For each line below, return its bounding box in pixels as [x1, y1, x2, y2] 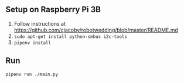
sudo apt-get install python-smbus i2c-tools [13, 33, 127, 40]
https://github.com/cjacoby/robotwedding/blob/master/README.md [13, 26, 178, 33]
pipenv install [13, 40, 52, 46]
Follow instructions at [13, 20, 66, 27]
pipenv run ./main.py [5, 71, 59, 77]
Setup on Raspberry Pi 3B [5, 5, 101, 15]
